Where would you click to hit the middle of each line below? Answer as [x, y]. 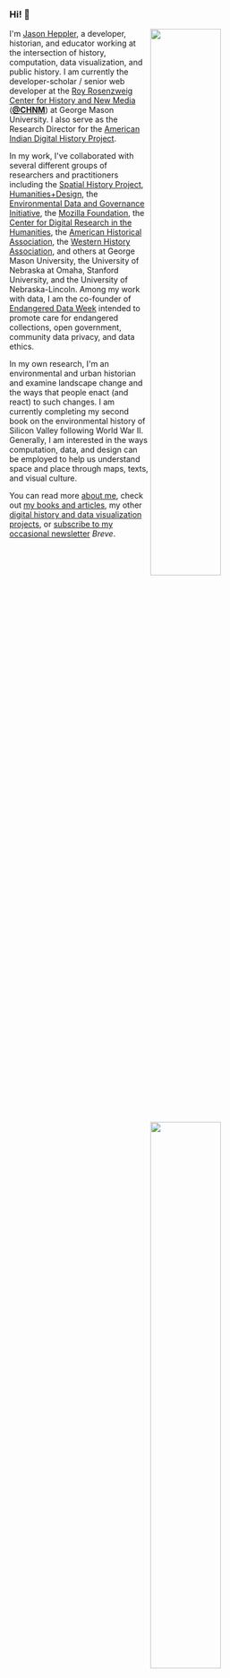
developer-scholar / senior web [67, 82]
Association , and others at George [72, 251]
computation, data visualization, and [76, 63]
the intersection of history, [58, 53]
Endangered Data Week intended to [75, 309]
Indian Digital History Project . [63, 139]
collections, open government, [66, 327]
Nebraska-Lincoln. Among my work [75, 290]
